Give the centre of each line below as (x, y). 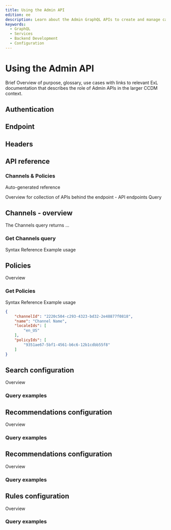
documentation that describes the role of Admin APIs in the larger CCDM (81, 88)
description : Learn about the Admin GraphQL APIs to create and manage (83, 19)
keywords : (16, 24)
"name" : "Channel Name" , (41, 321)
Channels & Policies (30, 176)
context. (14, 93)
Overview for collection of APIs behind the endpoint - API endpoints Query (83, 197)
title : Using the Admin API (35, 10)
